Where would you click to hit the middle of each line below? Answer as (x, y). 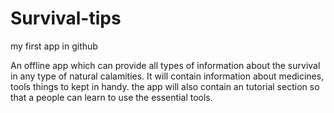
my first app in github (54, 46)
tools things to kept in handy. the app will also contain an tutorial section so (165, 86)
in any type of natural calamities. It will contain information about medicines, (167, 76)
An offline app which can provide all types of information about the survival (165, 65)
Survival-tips (66, 18)
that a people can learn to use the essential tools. (111, 97)
